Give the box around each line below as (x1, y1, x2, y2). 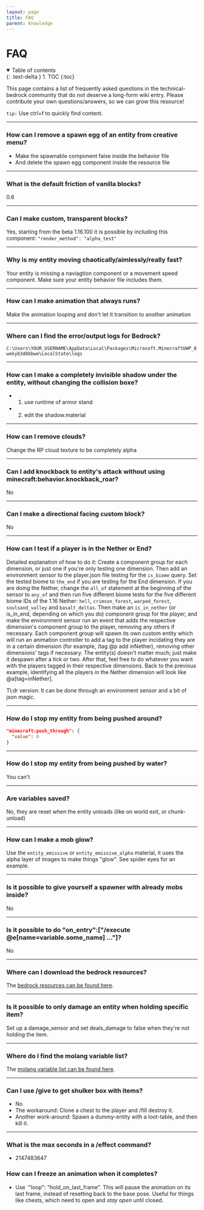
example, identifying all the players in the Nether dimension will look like (6, 668, 187, 675)
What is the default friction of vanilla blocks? (6, 179, 141, 188)
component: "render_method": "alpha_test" (6, 235, 117, 242)
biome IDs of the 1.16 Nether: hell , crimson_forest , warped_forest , (6, 597, 172, 604)
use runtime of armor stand (24, 399, 93, 406)
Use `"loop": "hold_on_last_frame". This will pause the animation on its (15, 1183, 191, 1190)
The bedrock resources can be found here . (6, 982, 114, 989)
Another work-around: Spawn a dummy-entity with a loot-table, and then (15, 1113, 198, 1120)
